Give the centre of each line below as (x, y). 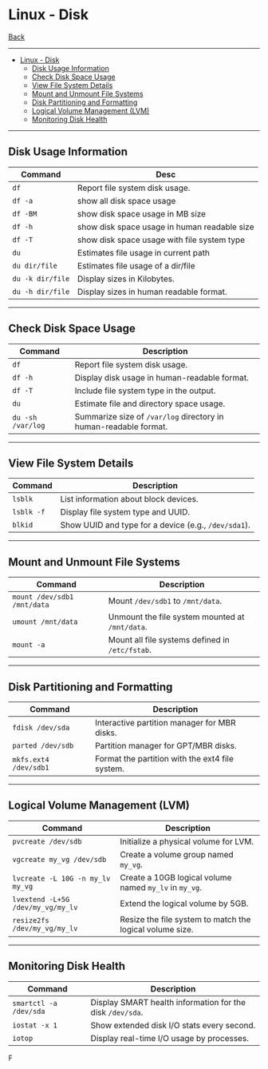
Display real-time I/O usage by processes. (170, 1038)
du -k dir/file (41, 278)
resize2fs (31, 920)
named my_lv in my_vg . (160, 887)
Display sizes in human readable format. (152, 292)
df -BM (25, 214)
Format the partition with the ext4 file (164, 759)
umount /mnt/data (45, 622)
